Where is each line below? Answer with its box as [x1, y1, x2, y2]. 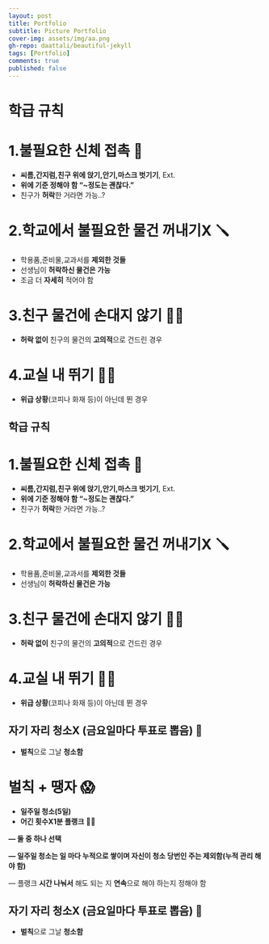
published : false [8, 65, 67, 73]
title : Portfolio [8, 19, 67, 27]
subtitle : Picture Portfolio [8, 27, 107, 35]
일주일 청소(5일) [19, 806, 71, 816]
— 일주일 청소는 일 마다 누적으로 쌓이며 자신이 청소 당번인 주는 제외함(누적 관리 [8, 850, 254, 861]
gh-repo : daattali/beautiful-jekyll [8, 42, 132, 50]
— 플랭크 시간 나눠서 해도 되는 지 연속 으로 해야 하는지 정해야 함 [8, 878, 207, 887]
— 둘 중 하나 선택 [8, 833, 62, 843]
